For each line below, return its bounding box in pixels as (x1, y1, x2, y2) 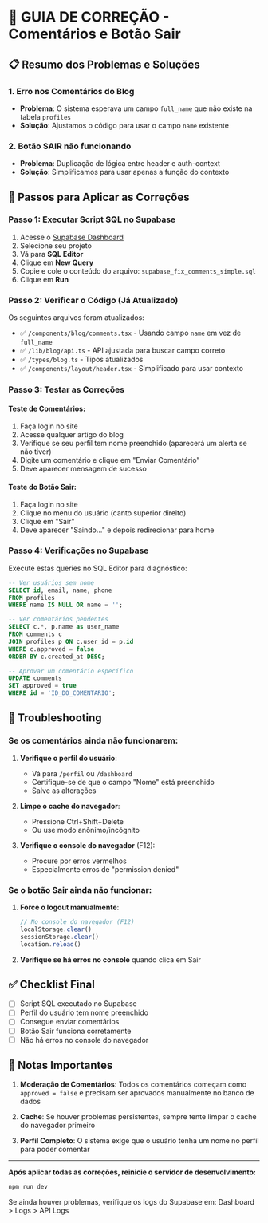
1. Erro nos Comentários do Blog (8, 85, 135, 97)
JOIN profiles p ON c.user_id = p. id (8, 637, 134, 645)
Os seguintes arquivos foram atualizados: (8, 313, 145, 322)
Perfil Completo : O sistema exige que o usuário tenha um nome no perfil (19, 1136, 259, 1146)
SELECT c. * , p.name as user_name (8, 623, 120, 631)
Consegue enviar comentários (19, 1017, 120, 1027)
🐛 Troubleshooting (8, 711, 102, 725)
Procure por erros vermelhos (31, 856, 128, 866)
